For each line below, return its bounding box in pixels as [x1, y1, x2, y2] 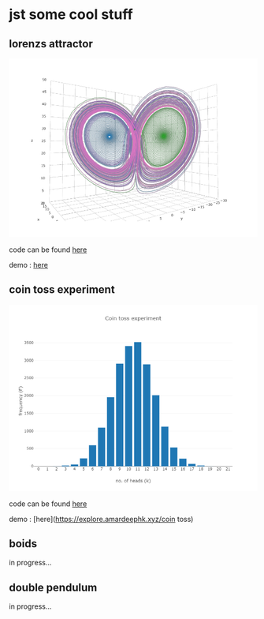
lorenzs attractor [9, 37, 94, 51]
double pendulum [9, 580, 98, 594]
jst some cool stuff [9, 6, 133, 24]
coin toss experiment [9, 283, 115, 297]
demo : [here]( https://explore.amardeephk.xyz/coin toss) [9, 514, 194, 523]
